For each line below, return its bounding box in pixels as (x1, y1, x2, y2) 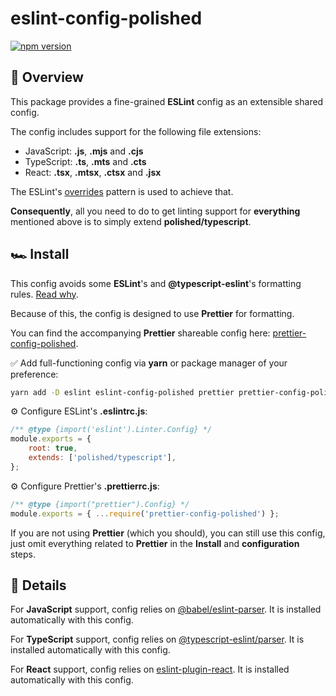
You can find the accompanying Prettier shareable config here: (10, 327, 271, 339)
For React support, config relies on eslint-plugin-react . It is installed (10, 663, 290, 676)
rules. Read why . (10, 288, 79, 300)
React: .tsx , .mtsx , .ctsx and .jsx (24, 166, 162, 178)
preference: (10, 368, 59, 380)
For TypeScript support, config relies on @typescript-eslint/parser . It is (10, 633, 305, 646)
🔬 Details (10, 577, 67, 594)
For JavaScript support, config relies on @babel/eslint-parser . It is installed (10, 603, 322, 616)
